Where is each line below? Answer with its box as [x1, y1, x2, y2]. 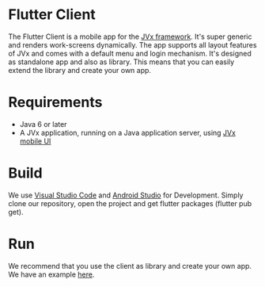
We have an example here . [8, 270, 95, 279]
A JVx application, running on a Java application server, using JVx [19, 128, 236, 137]
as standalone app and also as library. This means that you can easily [8, 57, 235, 67]
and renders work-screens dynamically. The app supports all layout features [8, 40, 257, 49]
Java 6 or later [19, 119, 67, 128]
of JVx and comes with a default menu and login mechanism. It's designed [8, 48, 252, 58]
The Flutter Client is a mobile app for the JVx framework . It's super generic [8, 32, 252, 41]
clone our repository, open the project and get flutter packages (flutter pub [8, 198, 252, 208]
